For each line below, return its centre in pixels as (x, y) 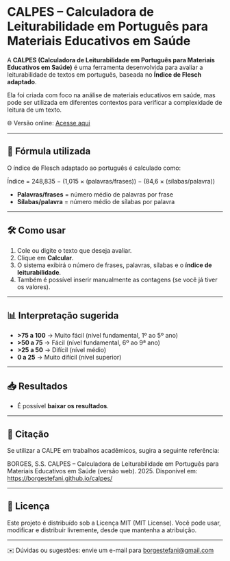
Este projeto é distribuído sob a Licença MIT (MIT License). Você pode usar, (114, 523)
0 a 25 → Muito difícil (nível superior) (69, 358)
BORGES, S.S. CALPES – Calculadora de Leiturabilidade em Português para (113, 464)
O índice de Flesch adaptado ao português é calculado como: (94, 168)
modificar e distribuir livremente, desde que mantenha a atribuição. (102, 530)
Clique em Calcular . (45, 258)
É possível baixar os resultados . (63, 406)
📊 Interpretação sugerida (63, 315)
